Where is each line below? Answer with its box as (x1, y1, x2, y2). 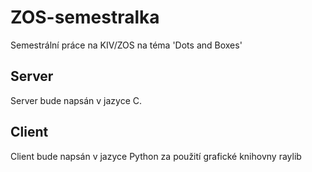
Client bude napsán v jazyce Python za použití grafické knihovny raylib (10, 150, 302, 162)
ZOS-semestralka (10, 6, 160, 29)
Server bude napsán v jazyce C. (10, 94, 143, 106)
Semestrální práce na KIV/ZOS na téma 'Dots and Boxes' (10, 39, 243, 51)
